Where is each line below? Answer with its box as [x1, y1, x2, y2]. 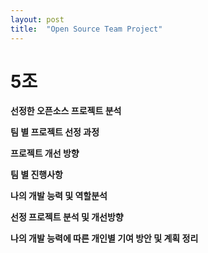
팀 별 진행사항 [10, 169, 63, 181]
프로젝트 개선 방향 [10, 147, 80, 160]
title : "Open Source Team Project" [10, 24, 163, 34]
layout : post [10, 14, 65, 25]
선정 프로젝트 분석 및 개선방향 [10, 211, 124, 223]
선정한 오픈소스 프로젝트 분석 [10, 105, 122, 117]
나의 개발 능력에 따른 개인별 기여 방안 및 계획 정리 [10, 232, 199, 245]
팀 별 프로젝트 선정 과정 [10, 126, 100, 138]
